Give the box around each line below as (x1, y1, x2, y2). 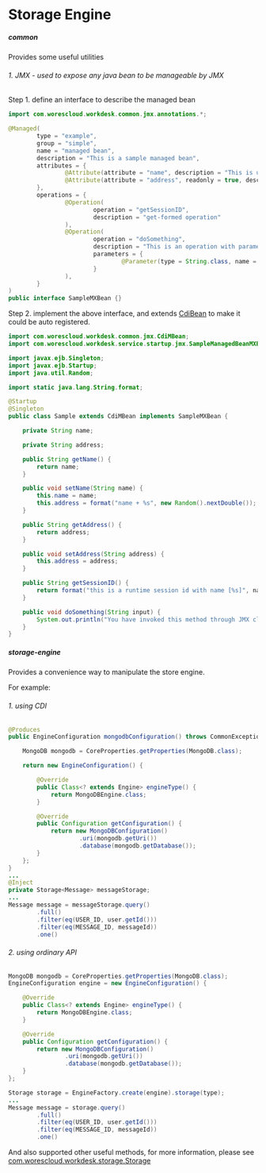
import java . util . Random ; (8, 369, 93, 377)
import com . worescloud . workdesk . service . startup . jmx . (8, 340, 190, 348)
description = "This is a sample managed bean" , (36, 154, 200, 162)
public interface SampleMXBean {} (8, 294, 123, 302)
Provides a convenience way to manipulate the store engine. (8, 667, 205, 677)
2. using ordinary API (8, 948, 78, 957)
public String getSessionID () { (22, 579, 129, 587)
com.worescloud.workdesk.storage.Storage (8, 1156, 151, 1166)
